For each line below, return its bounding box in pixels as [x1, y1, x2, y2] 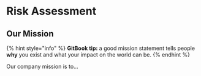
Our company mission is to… [6, 63, 78, 70]
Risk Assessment [6, 4, 97, 18]
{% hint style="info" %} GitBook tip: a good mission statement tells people [6, 44, 195, 52]
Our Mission [6, 29, 54, 39]
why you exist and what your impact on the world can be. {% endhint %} [6, 51, 191, 58]
